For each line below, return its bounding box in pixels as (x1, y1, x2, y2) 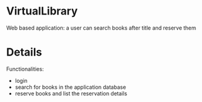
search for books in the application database (14, 83, 127, 91)
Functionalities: (6, 65, 44, 72)
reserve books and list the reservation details (14, 89, 128, 97)
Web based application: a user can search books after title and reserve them (6, 24, 197, 31)
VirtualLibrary (6, 4, 78, 18)
